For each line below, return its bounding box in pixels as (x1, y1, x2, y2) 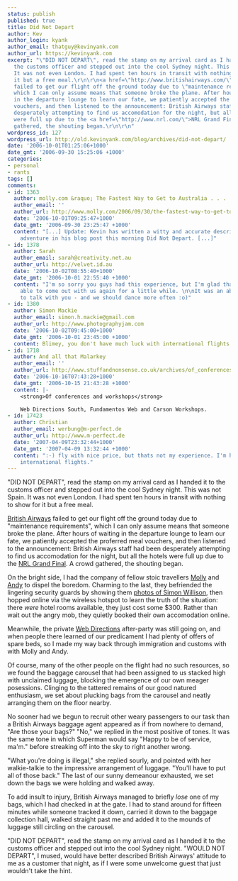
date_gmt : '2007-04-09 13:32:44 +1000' (13, 445, 132, 453)
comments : (7, 182, 37, 189)
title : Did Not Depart (7, 23, 74, 31)
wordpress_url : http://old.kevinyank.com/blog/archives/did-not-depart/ (7, 135, 227, 143)
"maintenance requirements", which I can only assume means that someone (7, 522, 229, 531)
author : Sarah (13, 248, 55, 255)
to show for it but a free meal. (7, 501, 93, 509)
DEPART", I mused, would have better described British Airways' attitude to (7, 852, 227, 860)
